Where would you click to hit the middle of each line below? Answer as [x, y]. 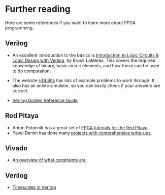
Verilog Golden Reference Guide [45, 100]
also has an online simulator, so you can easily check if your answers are [86, 85]
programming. [19, 28]
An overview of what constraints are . [49, 160]
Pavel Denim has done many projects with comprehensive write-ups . [82, 133]
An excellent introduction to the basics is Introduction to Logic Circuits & [85, 55]
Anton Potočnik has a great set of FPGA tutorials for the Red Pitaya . [81, 127]
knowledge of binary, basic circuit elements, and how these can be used [86, 65]
